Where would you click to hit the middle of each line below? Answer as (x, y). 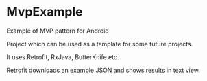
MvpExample (45, 12)
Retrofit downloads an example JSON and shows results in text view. (103, 70)
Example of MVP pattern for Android (58, 31)
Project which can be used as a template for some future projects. (100, 44)
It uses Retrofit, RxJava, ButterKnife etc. (63, 57)
